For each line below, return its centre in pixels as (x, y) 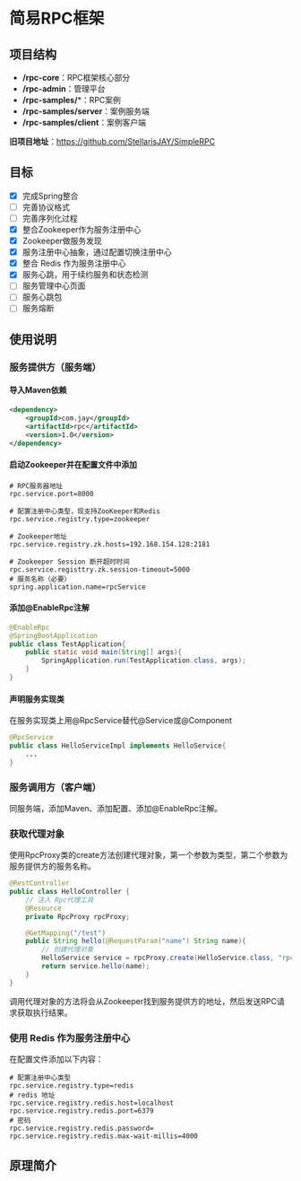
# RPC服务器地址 (36, 486)
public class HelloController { (69, 892)
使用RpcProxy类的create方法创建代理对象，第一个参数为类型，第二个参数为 (149, 855)
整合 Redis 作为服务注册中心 (74, 263)
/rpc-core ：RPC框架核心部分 (76, 78)
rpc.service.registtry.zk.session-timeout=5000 (100, 569)
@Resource (44, 908)
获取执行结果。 (44, 1012)
